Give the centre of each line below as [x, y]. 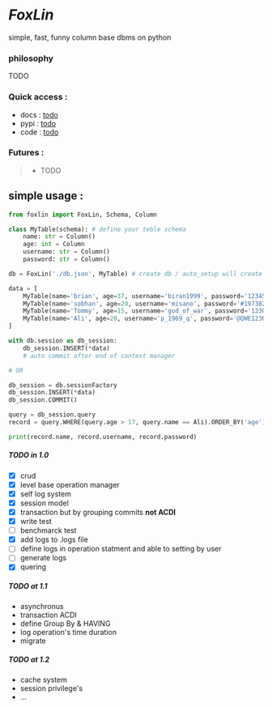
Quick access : [38, 97]
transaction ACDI [48, 615]
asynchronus [42, 607]
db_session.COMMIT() [43, 400]
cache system [43, 680]
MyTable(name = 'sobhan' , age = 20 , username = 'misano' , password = [130, 304]
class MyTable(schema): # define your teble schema [97, 229]
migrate [33, 641]
